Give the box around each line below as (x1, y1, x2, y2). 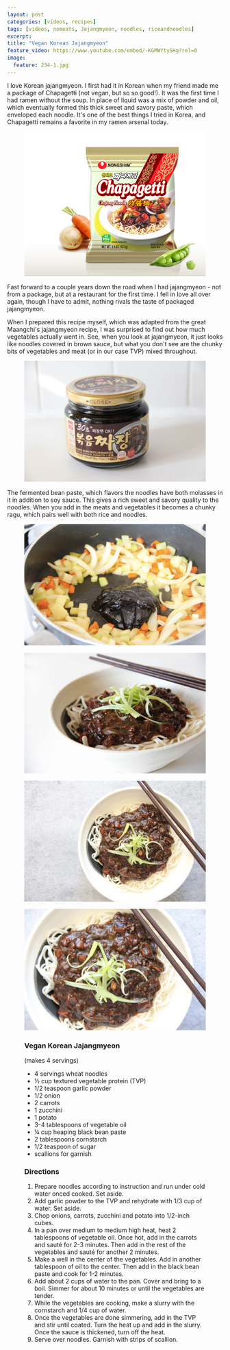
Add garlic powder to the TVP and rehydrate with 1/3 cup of (34, 1197, 203, 1205)
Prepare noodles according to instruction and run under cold (34, 1183, 205, 1191)
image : (7, 55, 26, 62)
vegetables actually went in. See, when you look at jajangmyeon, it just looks (7, 333, 223, 341)
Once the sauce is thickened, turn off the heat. (34, 1328, 166, 1336)
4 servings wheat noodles (34, 1070, 108, 1078)
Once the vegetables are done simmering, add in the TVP (34, 1314, 196, 1322)
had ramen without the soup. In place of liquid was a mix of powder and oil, (7, 96, 219, 104)
